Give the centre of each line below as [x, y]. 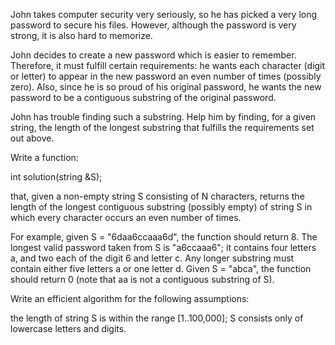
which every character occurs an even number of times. [126, 217]
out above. [32, 138]
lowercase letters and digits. [68, 328]
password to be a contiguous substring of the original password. [143, 97]
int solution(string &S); [56, 177]
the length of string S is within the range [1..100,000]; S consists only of [157, 318]
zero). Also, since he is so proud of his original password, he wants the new [166, 87]
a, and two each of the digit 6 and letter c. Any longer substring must [152, 258]
